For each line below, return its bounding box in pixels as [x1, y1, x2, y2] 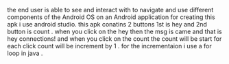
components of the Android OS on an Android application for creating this [7, 13, 215, 21]
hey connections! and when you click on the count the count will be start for [7, 35, 222, 43]
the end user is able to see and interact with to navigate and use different [7, 6, 214, 14]
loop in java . [7, 49, 43, 57]
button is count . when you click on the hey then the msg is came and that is [7, 27, 222, 35]
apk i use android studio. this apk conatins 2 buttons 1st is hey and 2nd [7, 20, 208, 28]
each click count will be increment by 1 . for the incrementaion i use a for [7, 42, 212, 50]
